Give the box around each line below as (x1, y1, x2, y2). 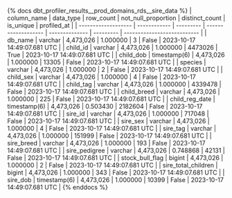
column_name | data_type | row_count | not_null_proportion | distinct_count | (7, 14, 226, 22)
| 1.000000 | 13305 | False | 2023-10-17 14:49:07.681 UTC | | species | (7, 58, 206, 66)
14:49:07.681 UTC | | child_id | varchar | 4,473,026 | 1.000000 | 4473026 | (7, 44, 218, 51)
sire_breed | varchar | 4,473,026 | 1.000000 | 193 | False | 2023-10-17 (7, 139, 206, 147)
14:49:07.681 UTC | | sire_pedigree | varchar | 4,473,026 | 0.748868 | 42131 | (7, 146, 225, 154)
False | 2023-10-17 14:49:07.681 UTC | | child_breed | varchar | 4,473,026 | (7, 87, 220, 96)
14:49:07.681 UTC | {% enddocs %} (7, 183, 109, 191)
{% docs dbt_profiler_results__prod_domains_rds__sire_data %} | (7, 7, 192, 15)
